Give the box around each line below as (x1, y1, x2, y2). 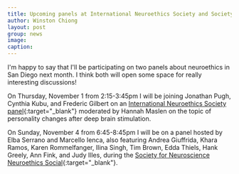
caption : (7, 43, 33, 50)
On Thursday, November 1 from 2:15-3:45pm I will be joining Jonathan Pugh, (7, 92, 231, 100)
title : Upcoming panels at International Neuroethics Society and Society (7, 10, 234, 18)
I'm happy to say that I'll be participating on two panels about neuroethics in (7, 63, 230, 71)
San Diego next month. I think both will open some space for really (7, 70, 202, 79)
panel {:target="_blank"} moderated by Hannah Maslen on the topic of (7, 107, 212, 115)
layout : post (7, 23, 46, 31)
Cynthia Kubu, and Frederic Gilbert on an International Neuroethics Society (7, 99, 227, 107)
